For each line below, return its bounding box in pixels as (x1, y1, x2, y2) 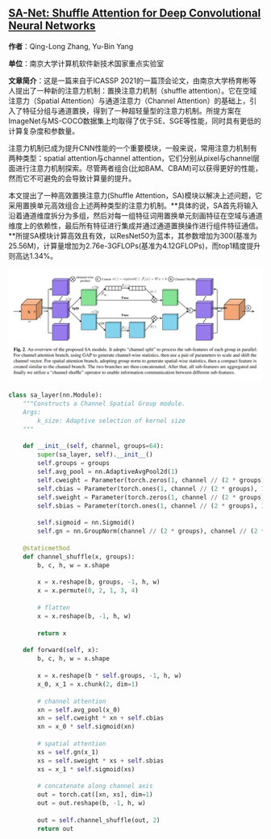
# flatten (37, 604, 70, 612)
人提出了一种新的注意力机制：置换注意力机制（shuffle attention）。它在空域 (8, 85, 257, 95)
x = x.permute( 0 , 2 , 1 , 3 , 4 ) (37, 587, 139, 595)
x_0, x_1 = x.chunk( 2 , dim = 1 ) (37, 680, 139, 688)
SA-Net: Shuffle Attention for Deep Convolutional (8, 6, 261, 20)
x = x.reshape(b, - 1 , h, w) (37, 612, 131, 620)
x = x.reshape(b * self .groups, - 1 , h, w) (37, 672, 182, 680)
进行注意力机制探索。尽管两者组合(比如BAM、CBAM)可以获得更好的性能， (15, 163, 263, 172)
